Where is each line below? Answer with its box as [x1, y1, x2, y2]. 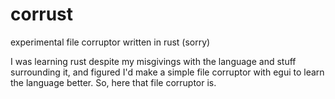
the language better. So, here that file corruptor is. [10, 76, 217, 88]
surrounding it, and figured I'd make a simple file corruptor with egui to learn [10, 66, 325, 78]
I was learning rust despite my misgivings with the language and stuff [10, 55, 297, 67]
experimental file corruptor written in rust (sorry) [10, 36, 211, 48]
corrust [10, 3, 74, 26]
